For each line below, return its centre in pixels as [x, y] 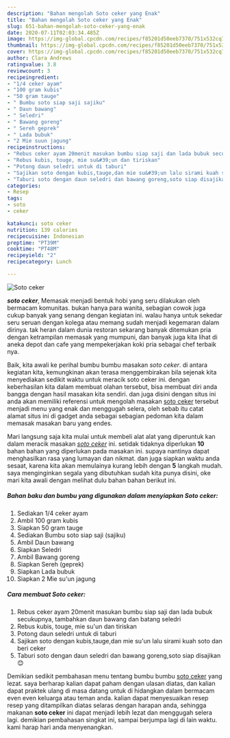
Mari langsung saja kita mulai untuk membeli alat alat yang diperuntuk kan [111, 436]
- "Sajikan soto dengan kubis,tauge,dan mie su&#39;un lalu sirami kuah [113, 173]
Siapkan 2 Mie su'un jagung [56, 579]
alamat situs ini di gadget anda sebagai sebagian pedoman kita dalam [105, 416]
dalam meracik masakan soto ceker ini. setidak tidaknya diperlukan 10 [106, 444]
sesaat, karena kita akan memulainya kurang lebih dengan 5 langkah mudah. [115, 465]
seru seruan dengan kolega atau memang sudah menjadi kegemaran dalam [113, 322]
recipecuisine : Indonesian [46, 236]
